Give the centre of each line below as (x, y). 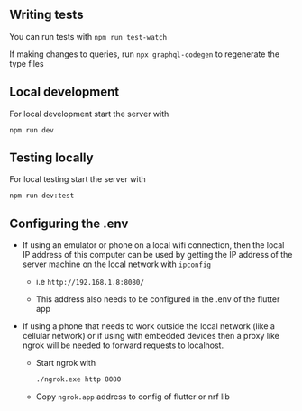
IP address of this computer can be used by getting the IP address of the (157, 255)
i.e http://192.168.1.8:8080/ (90, 282)
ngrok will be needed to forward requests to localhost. (123, 345)
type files (27, 63)
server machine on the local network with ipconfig (117, 264)
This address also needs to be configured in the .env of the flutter (158, 299)
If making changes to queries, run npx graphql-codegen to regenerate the (145, 54)
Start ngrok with (66, 363)
